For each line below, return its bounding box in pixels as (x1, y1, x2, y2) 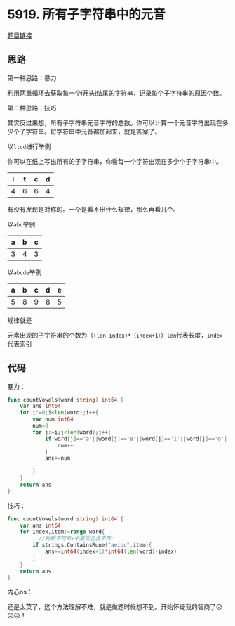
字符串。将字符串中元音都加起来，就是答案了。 (25, 127, 161, 136)
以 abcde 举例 (7, 268, 42, 276)
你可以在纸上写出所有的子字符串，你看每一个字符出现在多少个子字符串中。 (7, 157, 222, 165)
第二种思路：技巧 (7, 103, 57, 112)
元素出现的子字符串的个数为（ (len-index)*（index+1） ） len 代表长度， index (7, 331, 223, 339)
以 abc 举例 (7, 219, 36, 229)
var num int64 (32, 416, 74, 423)
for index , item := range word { (20, 528, 105, 535)
